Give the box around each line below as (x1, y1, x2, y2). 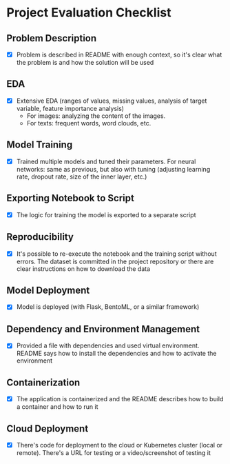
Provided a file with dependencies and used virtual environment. (16, 341, 200, 350)
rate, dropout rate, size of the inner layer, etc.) (16, 172, 147, 181)
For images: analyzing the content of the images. (26, 112, 166, 120)
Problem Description (6, 32, 97, 44)
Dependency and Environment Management (6, 323, 200, 335)
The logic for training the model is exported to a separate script (16, 210, 196, 219)
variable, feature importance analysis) (16, 104, 125, 112)
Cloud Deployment (6, 423, 89, 434)
